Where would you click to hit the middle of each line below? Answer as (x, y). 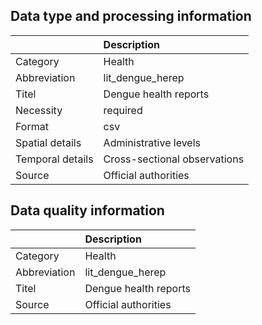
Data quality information (87, 210)
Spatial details (48, 142)
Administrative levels (152, 142)
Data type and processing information (131, 16)
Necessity (39, 110)
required (123, 110)
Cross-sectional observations (174, 159)
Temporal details (54, 159)
